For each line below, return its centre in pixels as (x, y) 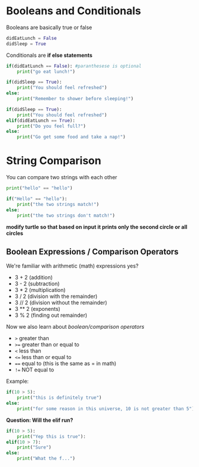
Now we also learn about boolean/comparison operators (75, 327)
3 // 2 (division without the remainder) (61, 303)
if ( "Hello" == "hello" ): (37, 199)
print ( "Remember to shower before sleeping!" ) (75, 99)
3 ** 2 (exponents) (37, 309)
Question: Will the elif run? (40, 420)
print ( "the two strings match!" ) (58, 204)
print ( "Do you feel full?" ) (51, 126)
